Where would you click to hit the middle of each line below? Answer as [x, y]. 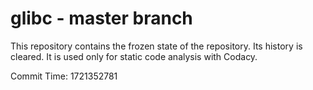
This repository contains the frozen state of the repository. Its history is [156, 46]
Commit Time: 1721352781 [64, 76]
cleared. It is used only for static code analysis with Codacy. [134, 56]
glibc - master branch [101, 18]
